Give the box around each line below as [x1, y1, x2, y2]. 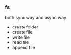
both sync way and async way [5, 15, 67, 21]
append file [12, 45, 35, 51]
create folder [12, 24, 39, 30]
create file [12, 29, 33, 35]
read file [12, 40, 29, 45]
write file [12, 34, 30, 40]
